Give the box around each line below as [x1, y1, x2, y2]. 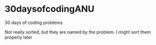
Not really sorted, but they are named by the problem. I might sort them [4, 29, 151, 35]
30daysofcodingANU [4, 3, 95, 15]
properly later [4, 34, 33, 40]
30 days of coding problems [4, 20, 63, 25]
